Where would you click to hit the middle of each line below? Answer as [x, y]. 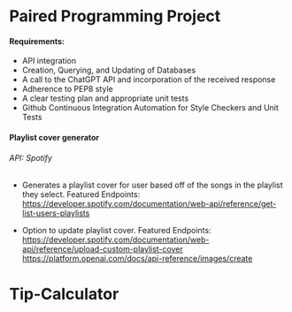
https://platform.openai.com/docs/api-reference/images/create [137, 259]
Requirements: [37, 41]
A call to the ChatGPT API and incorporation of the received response [149, 80]
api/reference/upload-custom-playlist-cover [102, 249]
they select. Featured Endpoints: [81, 194]
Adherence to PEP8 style [67, 89]
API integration [49, 61]
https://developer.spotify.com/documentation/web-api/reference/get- [149, 204]
